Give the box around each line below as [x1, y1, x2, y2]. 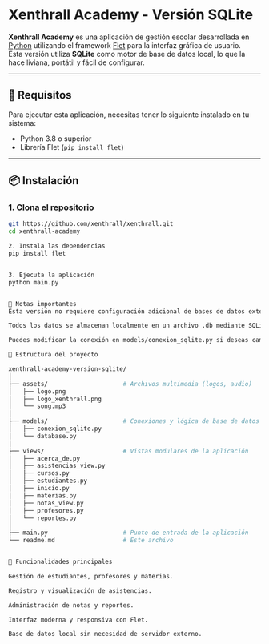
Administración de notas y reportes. [8, 601, 134, 610]
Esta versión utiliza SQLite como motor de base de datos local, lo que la [8, 49, 246, 58]
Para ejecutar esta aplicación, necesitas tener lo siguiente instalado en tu [8, 110, 250, 119]
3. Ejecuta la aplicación [8, 271, 94, 279]
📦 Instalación [8, 174, 79, 187]
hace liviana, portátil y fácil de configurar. [8, 58, 146, 67]
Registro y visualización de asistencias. [8, 586, 152, 594]
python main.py [8, 278, 59, 286]
